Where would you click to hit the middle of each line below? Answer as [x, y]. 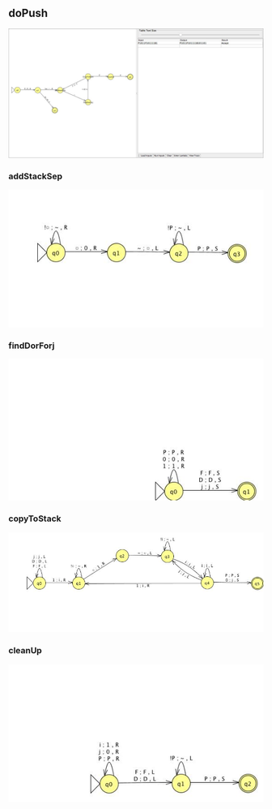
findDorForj [32, 346]
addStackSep [36, 176]
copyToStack [35, 519]
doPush [28, 13]
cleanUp [25, 651]
